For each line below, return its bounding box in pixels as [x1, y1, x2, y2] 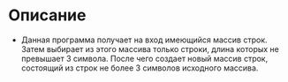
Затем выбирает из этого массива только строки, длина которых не [20, 43, 279, 54]
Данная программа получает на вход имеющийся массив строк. [20, 34, 268, 45]
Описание [8, 5, 87, 26]
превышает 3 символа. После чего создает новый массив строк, [20, 53, 269, 63]
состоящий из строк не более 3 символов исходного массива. [20, 63, 259, 73]
